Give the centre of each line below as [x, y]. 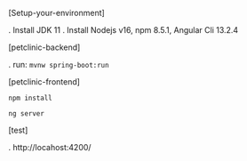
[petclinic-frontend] [44, 82]
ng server [27, 114]
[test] [18, 130]
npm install [30, 98]
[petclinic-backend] [44, 47]
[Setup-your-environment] [57, 13]
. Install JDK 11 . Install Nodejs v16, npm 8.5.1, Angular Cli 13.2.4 [123, 30]
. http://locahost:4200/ [50, 147]
